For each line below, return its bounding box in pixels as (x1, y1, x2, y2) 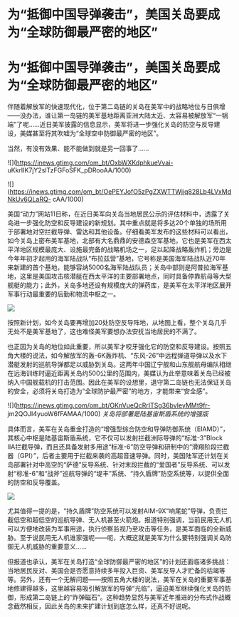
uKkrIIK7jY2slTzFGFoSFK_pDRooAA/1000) (7, 166, 132, 175)
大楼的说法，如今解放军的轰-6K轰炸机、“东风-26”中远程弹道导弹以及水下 (13, 351, 228, 360)
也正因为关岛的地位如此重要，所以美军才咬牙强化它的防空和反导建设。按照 (7, 343, 225, 351)
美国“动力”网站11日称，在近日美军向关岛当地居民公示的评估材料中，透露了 (7, 209, 224, 218)
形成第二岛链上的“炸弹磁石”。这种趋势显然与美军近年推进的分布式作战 (19, 593, 225, 602)
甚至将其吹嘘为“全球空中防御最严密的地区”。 (31, 129, 163, 138)
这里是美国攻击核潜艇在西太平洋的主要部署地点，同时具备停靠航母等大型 (19, 272, 232, 281)
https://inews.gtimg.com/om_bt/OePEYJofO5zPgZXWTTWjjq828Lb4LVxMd (9, 187, 232, 196)
